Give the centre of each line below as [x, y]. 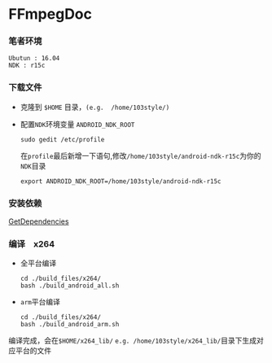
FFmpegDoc [50, 14]
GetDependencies [39, 221]
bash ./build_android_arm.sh [70, 325]
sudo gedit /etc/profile [62, 139]
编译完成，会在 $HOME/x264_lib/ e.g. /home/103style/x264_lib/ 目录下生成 [132, 341]
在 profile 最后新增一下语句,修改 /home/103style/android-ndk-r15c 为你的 [140, 155]
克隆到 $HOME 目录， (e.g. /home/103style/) [95, 107]
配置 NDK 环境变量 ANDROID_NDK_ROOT [77, 124]
